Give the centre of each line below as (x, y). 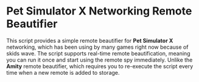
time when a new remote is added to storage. (63, 72)
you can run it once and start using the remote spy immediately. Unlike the (100, 60)
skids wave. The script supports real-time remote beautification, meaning (98, 53)
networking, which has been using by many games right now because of (97, 47)
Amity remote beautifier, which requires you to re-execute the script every (100, 66)
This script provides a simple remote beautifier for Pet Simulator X (90, 40)
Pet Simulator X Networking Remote (99, 11)
